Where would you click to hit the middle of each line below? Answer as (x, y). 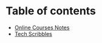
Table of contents (51, 11)
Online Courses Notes (42, 27)
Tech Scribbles (33, 33)
